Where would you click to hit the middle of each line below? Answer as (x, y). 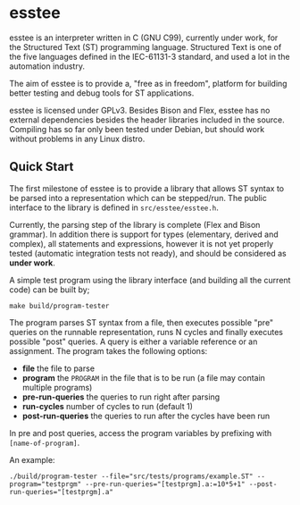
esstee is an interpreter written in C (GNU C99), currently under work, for (144, 38)
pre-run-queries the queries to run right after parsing (121, 397)
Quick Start (42, 167)
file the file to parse (58, 368)
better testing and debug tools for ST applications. (102, 93)
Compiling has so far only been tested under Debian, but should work (137, 129)
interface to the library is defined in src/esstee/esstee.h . (114, 207)
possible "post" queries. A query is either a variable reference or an (133, 341)
